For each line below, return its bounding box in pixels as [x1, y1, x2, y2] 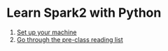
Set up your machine [16, 28, 77, 36]
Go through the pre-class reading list [16, 35, 123, 43]
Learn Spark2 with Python [6, 5, 162, 21]
